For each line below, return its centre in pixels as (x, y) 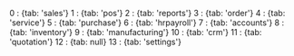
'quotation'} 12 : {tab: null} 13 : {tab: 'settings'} (95, 42)
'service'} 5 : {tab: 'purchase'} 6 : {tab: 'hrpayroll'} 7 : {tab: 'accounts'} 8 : (147, 23)
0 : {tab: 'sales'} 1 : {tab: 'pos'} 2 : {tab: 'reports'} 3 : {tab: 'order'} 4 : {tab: (147, 13)
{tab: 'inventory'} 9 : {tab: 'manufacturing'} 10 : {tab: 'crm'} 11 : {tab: (136, 32)
